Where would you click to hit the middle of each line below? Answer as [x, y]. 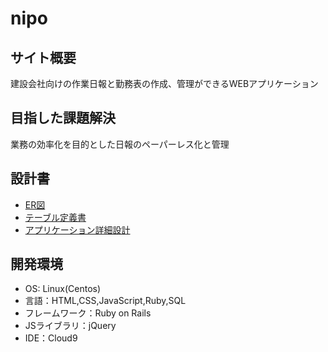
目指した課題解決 [63, 118]
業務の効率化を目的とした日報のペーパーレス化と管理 [120, 144]
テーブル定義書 [55, 217]
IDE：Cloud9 [51, 338]
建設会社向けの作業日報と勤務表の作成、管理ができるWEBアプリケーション [164, 83]
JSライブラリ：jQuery [70, 326]
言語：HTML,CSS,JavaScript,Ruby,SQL [105, 301]
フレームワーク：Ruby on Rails [88, 313]
